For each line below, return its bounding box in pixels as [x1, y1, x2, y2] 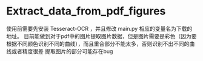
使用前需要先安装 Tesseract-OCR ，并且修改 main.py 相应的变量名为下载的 [6, 25, 193, 32]
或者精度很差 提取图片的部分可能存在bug [11, 47, 113, 55]
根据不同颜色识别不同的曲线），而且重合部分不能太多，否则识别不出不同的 [6, 40, 190, 47]
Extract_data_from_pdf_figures [6, 4, 166, 18]
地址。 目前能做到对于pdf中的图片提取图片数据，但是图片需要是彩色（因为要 [6, 32, 197, 40]
